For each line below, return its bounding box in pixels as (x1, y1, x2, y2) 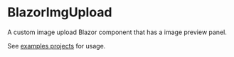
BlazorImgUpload (7, 4, 112, 21)
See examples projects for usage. (7, 41, 106, 50)
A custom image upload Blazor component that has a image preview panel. (7, 28, 228, 36)
